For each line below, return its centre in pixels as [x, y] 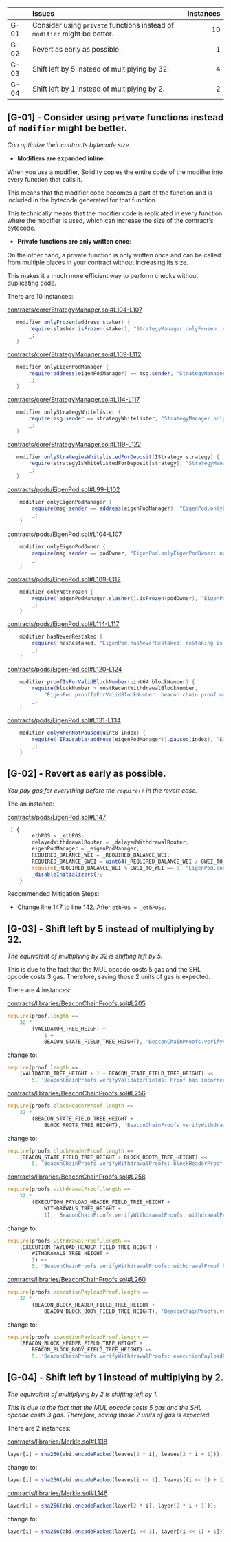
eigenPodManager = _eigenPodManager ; [86, 849]
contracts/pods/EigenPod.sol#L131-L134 [64, 720]
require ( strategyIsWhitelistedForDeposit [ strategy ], [106, 464]
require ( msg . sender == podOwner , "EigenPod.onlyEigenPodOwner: [124, 553]
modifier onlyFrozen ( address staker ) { [73, 322]
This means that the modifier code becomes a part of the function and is [110, 193]
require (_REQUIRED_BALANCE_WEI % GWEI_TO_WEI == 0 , [108, 868]
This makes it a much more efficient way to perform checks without [103, 275]
